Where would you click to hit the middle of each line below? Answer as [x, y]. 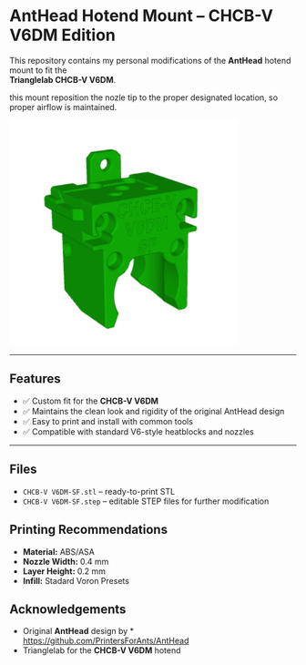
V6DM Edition [63, 35]
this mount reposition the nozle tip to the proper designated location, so [144, 97]
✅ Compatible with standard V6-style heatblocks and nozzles [138, 431]
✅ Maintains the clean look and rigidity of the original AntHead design [153, 411]
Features [35, 379]
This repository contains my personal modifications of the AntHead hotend [150, 60]
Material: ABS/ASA [59, 551]
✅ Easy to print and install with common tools [108, 421]
